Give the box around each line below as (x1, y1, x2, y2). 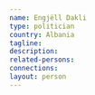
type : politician (9, 22, 75, 31)
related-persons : (9, 55, 75, 64)
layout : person (9, 72, 67, 81)
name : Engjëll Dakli (9, 13, 88, 23)
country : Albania (9, 30, 75, 39)
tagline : (9, 38, 43, 48)
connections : (9, 64, 59, 73)
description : (9, 47, 59, 56)
